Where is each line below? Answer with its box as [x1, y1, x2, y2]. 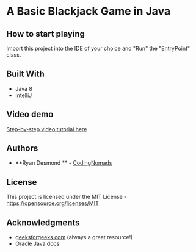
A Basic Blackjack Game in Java [6, 4, 171, 18]
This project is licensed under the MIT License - [6, 193, 127, 201]
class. [6, 51, 21, 59]
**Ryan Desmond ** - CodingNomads [15, 159, 112, 167]
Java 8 [15, 85, 32, 92]
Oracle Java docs [15, 240, 60, 248]
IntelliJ [15, 92, 32, 99]
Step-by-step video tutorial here [6, 125, 87, 132]
